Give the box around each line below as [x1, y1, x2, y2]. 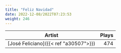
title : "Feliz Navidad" [5, 7, 54, 12]
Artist [44, 32, 58, 39]
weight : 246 [5, 16, 30, 21]
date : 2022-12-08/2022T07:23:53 [5, 12, 72, 17]
